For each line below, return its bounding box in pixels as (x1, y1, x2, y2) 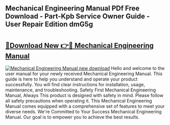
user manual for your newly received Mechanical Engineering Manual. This (5, 71, 162, 77)
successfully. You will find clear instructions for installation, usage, (5, 82, 145, 87)
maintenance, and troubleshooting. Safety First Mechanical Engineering (5, 87, 156, 93)
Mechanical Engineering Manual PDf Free (5, 4, 140, 13)
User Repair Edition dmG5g (5, 20, 93, 29)
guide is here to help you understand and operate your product (5, 76, 138, 82)
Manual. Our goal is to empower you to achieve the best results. (5, 114, 140, 120)
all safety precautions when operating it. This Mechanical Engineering (5, 98, 152, 104)
